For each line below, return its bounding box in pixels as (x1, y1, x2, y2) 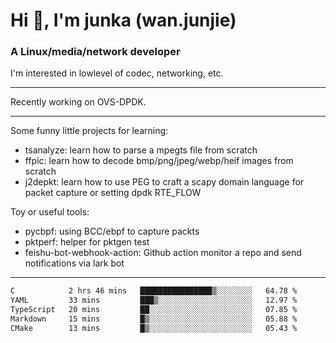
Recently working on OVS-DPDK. (10, 96, 147, 108)
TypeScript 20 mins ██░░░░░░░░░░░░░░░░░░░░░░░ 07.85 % (10, 305, 298, 315)
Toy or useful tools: (10, 206, 90, 218)
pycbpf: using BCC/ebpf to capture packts (24, 225, 200, 238)
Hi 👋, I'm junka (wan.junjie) (10, 9, 237, 32)
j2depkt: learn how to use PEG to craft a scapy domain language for (24, 176, 305, 188)
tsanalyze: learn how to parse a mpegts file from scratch (24, 144, 258, 156)
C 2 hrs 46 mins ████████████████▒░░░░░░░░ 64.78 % (10, 286, 298, 296)
